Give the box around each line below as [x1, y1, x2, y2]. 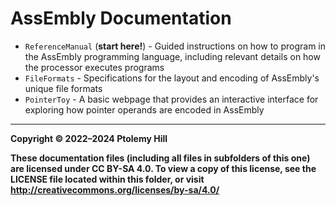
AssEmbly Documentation [10, 7, 232, 30]
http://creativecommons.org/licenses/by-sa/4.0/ [10, 183, 220, 196]
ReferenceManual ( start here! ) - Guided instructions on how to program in [24, 40, 327, 52]
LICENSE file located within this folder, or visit [10, 173, 205, 185]
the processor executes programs [24, 61, 165, 73]
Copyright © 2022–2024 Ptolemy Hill [10, 132, 168, 144]
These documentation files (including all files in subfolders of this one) [10, 152, 311, 164]
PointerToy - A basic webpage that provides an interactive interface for [24, 93, 319, 105]
